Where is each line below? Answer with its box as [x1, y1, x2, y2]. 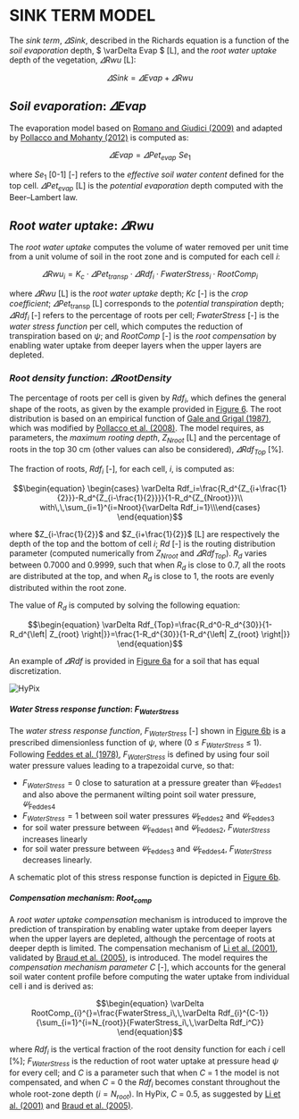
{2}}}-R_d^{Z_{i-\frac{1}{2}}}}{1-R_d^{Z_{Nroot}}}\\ [56, 492, 244, 503]
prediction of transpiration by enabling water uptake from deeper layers [9, 924, 272, 935]
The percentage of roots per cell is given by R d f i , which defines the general [9, 392, 287, 405]
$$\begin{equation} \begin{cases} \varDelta [12, 483, 176, 493]
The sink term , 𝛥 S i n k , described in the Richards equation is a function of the [9, 35, 290, 46]
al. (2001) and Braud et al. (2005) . [9, 1100, 134, 1111]
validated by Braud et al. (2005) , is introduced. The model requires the [9, 953, 268, 963]
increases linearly [21, 833, 87, 845]
